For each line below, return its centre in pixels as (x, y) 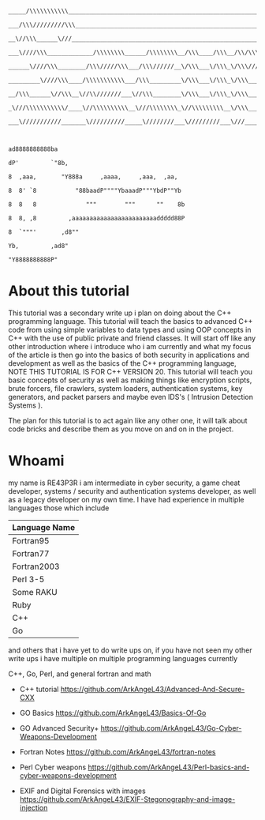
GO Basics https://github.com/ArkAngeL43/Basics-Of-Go (113, 713)
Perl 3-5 (28, 579)
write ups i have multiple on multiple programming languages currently (123, 658)
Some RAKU (35, 592)
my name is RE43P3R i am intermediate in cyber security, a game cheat (124, 483)
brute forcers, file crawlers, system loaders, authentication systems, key (125, 388)
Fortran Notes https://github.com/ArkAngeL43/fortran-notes (118, 751)
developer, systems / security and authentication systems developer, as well (132, 491)
